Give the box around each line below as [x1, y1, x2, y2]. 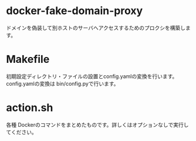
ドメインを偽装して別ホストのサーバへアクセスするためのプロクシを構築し [6, 24, 186, 31]
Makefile [6, 53, 50, 66]
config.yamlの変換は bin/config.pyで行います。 [6, 80, 119, 87]
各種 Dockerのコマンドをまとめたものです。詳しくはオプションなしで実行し [6, 121, 189, 128]
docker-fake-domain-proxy [6, 4, 143, 18]
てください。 [6, 128, 37, 136]
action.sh [6, 101, 53, 115]
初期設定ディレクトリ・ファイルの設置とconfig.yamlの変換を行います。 [6, 72, 178, 80]
